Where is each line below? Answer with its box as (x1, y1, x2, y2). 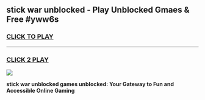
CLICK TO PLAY (6, 33, 54, 41)
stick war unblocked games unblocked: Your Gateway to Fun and (6, 80, 174, 87)
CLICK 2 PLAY (6, 55, 49, 64)
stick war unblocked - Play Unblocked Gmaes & (6, 5, 190, 15)
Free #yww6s (6, 15, 59, 25)
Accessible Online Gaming (6, 87, 75, 94)
